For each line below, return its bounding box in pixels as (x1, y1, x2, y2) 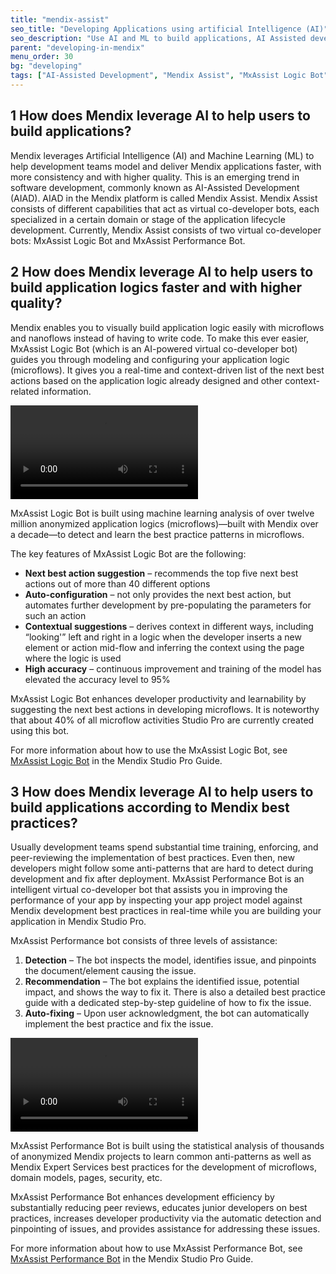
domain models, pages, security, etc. (10, 1172, 163, 1184)
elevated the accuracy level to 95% (24, 673, 171, 685)
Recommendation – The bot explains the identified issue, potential (24, 976, 300, 988)
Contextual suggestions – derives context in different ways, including (24, 620, 314, 632)
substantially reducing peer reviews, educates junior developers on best (10, 1202, 308, 1214)
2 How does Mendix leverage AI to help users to (10, 264, 314, 281)
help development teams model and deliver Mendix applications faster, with (10, 160, 322, 172)
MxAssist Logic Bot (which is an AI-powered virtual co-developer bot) (10, 342, 298, 355)
